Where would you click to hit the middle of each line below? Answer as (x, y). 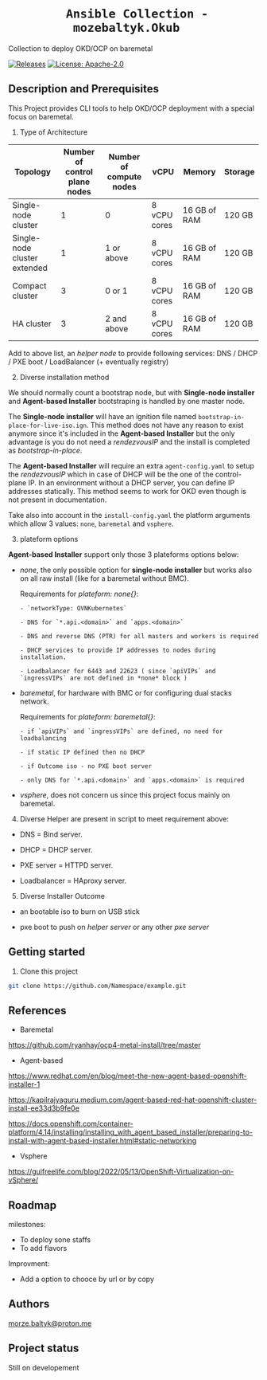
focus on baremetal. (41, 116)
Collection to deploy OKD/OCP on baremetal (81, 48)
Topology (33, 171)
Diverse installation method (64, 377)
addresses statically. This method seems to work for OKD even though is (127, 491)
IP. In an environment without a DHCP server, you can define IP (132, 482)
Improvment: (29, 1264)
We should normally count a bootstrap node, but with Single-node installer (132, 392)
